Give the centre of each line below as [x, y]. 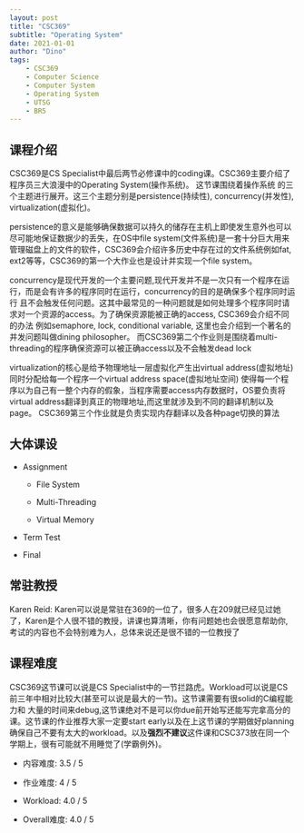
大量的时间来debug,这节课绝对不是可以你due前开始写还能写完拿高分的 [159, 709]
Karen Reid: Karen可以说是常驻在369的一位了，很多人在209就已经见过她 [145, 609]
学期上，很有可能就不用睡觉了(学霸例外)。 [88, 744]
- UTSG [38, 102]
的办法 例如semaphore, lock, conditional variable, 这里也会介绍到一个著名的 [151, 326]
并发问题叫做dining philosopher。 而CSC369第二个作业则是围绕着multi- [144, 337]
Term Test [41, 537]
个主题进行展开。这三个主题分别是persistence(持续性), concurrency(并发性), [152, 196]
